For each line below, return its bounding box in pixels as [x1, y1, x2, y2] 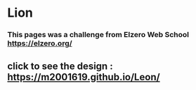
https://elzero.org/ [7, 38, 72, 48]
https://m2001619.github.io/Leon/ [7, 71, 160, 83]
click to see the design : [7, 60, 114, 72]
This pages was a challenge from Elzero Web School [7, 30, 190, 40]
